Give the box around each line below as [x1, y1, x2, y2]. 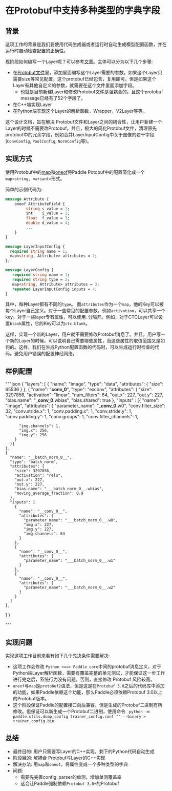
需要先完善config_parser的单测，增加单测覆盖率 [20, 774, 122, 780]
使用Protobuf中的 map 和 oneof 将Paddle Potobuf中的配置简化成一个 [5, 169, 145, 175]
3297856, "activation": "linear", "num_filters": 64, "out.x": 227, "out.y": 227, [5, 392, 164, 398]
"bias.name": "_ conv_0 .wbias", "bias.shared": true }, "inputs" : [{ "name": [5, 397, 160, 403]
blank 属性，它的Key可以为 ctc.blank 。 [10, 320, 91, 327]
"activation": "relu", [14, 473, 63, 478]
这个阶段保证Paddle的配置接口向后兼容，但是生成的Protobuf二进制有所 [12, 702, 163, 708]
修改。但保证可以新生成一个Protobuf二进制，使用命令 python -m [12, 708, 150, 715]
